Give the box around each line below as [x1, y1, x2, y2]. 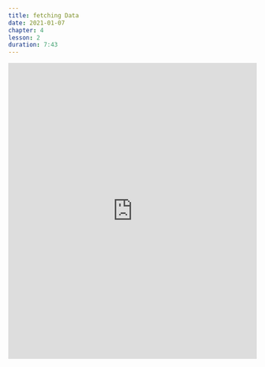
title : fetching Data [8, 11, 80, 20]
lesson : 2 [8, 33, 41, 42]
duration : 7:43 [8, 41, 58, 49]
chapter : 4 [8, 26, 44, 34]
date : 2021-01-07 [8, 19, 65, 27]
